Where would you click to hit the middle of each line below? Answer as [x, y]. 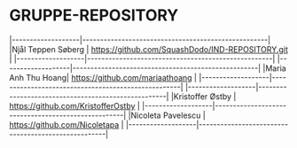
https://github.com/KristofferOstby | [74, 105]
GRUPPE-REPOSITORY [94, 16]
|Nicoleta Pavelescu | [167, 115]
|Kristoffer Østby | [203, 96]
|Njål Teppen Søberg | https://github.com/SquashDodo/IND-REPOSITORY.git [148, 49]
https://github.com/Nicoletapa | [66, 124]
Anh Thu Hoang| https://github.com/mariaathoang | [103, 77]
